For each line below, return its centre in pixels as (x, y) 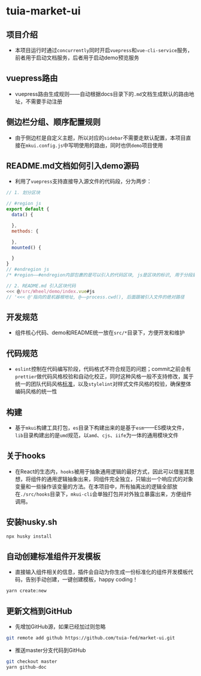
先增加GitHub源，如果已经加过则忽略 (60, 627)
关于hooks (26, 456)
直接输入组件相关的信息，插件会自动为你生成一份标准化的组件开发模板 (101, 572)
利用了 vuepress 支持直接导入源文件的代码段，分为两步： (83, 182)
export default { (28, 209)
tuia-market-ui (43, 11)
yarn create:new (26, 591)
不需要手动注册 (44, 101)
